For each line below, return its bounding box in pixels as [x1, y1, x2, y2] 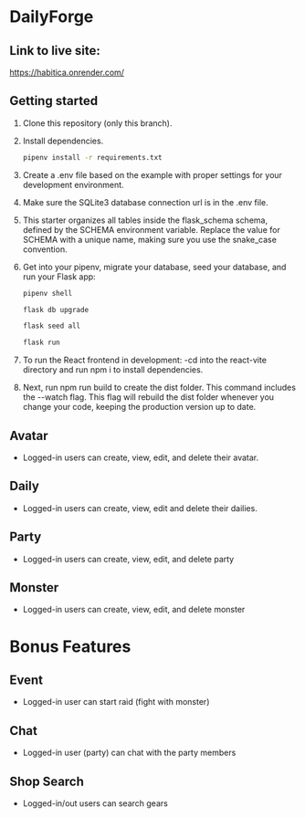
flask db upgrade [22, 305, 89, 314]
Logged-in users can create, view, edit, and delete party [22, 553, 235, 564]
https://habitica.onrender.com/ [9, 67, 125, 78]
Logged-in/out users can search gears [22, 798, 169, 809]
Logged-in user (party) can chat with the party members [22, 747, 237, 759]
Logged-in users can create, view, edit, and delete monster [22, 604, 246, 615]
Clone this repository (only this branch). [22, 117, 173, 129]
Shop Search [9, 773, 85, 789]
